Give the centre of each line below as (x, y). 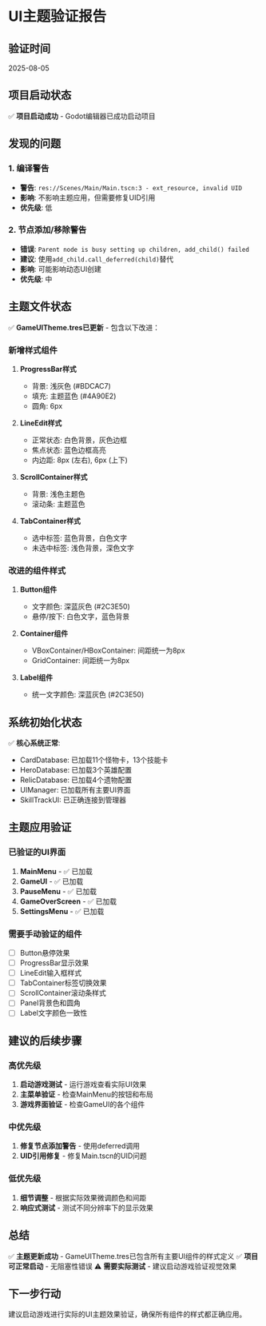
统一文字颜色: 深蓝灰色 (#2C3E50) (88, 695)
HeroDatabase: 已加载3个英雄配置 (76, 770)
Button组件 (38, 589)
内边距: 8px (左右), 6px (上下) (79, 460)
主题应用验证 (40, 827)
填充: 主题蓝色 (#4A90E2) (74, 396)
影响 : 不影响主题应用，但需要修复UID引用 (87, 198)
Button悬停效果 (45, 953)
